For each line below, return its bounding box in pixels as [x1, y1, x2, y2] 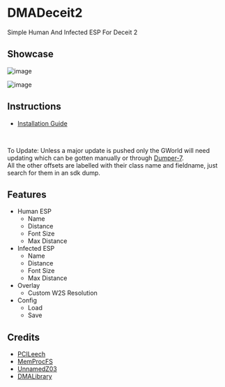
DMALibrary [17, 372, 52, 381]
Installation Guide [17, 119, 68, 127]
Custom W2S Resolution [27, 289, 98, 298]
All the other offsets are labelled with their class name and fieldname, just [7, 161, 218, 169]
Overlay [17, 282, 40, 290]
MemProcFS [17, 358, 54, 366]
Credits [7, 331, 40, 343]
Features [7, 189, 47, 200]
